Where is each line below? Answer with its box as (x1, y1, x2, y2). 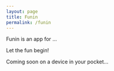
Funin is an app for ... (6, 36, 58, 43)
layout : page (6, 8, 38, 15)
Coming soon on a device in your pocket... (6, 58, 109, 65)
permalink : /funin (6, 19, 51, 25)
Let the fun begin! (6, 47, 49, 54)
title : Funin (6, 14, 38, 20)
